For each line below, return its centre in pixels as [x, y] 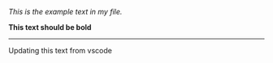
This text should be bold [50, 27]
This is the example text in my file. [65, 12]
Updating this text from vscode [60, 50]
